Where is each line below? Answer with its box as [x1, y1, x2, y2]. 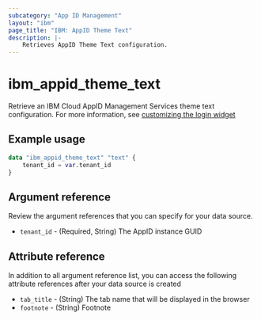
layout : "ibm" [8, 19, 55, 27]
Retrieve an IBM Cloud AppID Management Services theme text [8, 101, 215, 111]
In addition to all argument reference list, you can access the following [8, 271, 237, 280]
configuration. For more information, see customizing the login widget [8, 110, 236, 120]
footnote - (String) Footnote [19, 303, 112, 313]
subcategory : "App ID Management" [8, 11, 123, 20]
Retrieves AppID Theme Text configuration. [22, 41, 168, 49]
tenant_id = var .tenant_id [22, 161, 112, 169]
